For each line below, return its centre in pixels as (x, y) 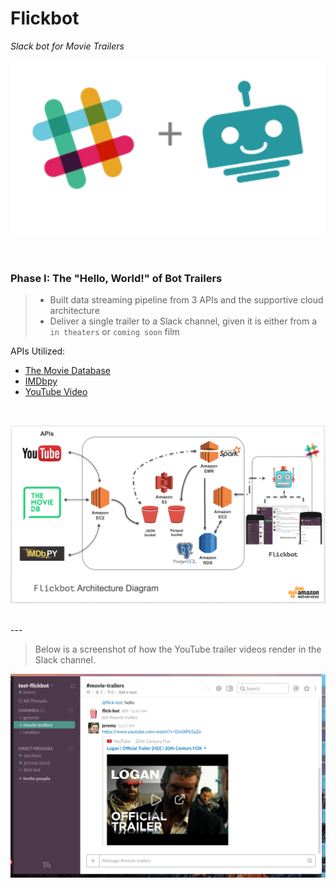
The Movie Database (67, 371)
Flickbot (45, 18)
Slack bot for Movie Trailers (67, 46)
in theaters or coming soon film (114, 332)
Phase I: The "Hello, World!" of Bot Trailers (116, 278)
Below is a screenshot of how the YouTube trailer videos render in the (178, 649)
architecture (74, 311)
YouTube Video (56, 392)
